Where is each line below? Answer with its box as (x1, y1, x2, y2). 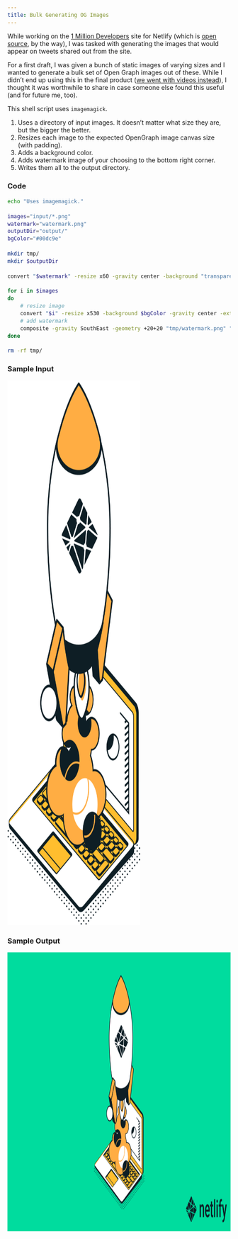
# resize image (20, 302, 65, 310)
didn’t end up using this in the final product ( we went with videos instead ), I (7, 75, 227, 84)
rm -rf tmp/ (7, 347, 42, 354)
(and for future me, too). (7, 91, 78, 99)
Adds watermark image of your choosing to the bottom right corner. (17, 156, 216, 164)
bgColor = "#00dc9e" (7, 235, 62, 242)
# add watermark (20, 317, 69, 324)
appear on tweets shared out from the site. (7, 47, 132, 55)
